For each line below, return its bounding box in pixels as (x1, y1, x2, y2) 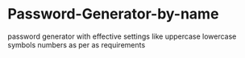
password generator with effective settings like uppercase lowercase (7, 31, 237, 41)
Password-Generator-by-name (7, 5, 219, 23)
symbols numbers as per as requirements (7, 39, 146, 49)
